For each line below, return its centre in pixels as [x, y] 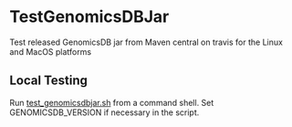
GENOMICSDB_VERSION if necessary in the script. [104, 112]
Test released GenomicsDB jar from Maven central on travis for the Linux [146, 42]
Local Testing [49, 81]
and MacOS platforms [51, 51]
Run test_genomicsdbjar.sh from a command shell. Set [112, 102]
